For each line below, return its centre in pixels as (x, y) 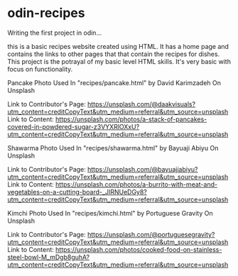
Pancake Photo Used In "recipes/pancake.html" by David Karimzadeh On (114, 82)
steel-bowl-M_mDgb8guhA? (49, 257)
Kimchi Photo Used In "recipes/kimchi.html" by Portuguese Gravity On (110, 213)
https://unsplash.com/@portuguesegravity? (151, 234)
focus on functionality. (40, 69)
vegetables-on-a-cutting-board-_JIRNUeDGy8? (77, 192)
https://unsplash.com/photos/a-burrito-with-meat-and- (137, 184)
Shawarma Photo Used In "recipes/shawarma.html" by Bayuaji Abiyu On (113, 148)
